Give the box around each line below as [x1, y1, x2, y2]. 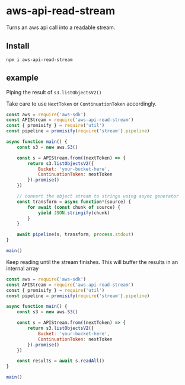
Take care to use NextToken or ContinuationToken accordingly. [6, 100, 157, 107]
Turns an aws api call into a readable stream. [6, 24, 116, 31]
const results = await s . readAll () [17, 358, 105, 364]
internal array [6, 265, 39, 272]
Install [6, 41, 30, 51]
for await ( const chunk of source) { [27, 204, 120, 210]
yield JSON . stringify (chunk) [37, 209, 110, 216]
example [6, 73, 39, 83]
